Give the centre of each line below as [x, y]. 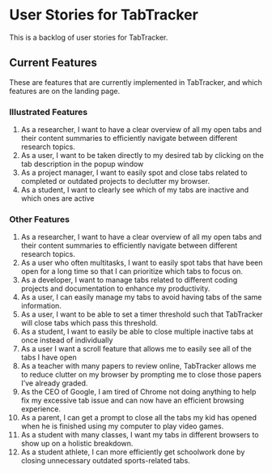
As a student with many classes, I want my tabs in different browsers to [140, 435]
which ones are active [57, 198]
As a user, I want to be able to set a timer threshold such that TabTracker [142, 314]
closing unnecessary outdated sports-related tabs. [106, 461]
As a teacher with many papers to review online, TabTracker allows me [138, 366]
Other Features [39, 219]
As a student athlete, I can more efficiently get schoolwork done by [133, 452]
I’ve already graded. [54, 383]
